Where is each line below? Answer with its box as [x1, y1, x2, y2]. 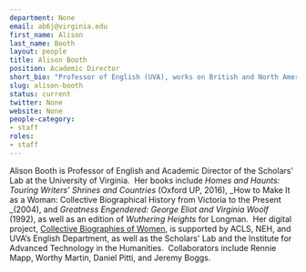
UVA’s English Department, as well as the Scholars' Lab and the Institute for [9, 233, 292, 244]
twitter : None [9, 97, 64, 107]
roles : [9, 132, 35, 141]
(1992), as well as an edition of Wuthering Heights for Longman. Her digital [9, 213, 292, 224]
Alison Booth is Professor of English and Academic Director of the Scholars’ [9, 165, 293, 176]
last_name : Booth [9, 38, 76, 48]
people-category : [9, 115, 76, 124]
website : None [9, 106, 64, 116]
